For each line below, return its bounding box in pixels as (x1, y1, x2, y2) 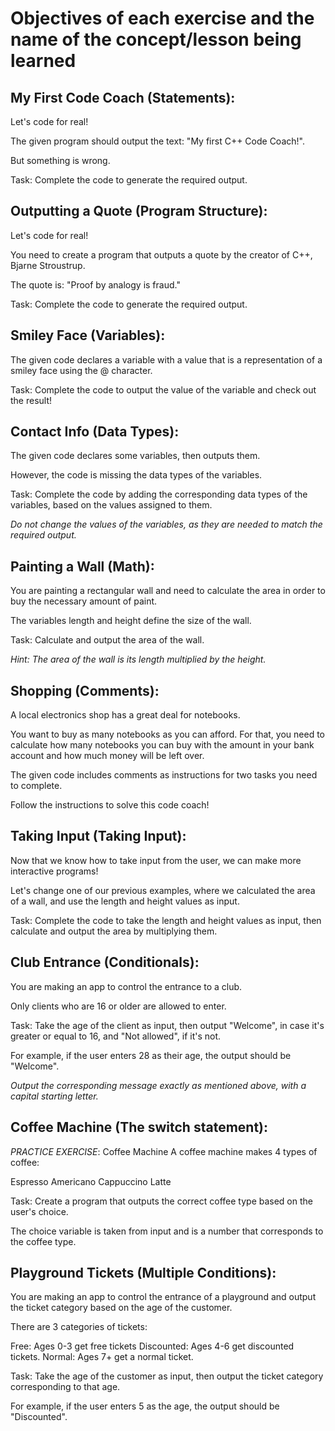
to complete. (10, 780, 63, 792)
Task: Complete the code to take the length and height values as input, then (10, 914, 322, 926)
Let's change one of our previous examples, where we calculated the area (10, 884, 316, 896)
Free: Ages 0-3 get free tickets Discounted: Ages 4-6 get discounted (10, 1340, 295, 1352)
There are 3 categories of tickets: (10, 1321, 148, 1333)
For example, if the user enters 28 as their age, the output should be (10, 1049, 292, 1061)
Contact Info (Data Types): (10, 423, 180, 441)
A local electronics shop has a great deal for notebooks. (10, 709, 241, 721)
